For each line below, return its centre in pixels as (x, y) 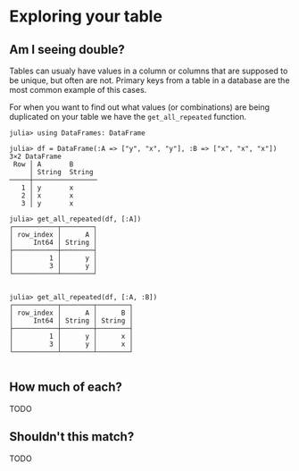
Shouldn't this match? (72, 437)
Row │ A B (43, 164)
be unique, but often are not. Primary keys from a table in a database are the (149, 80)
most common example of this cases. (78, 90)
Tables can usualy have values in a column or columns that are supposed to (149, 71)
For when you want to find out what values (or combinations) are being (140, 107)
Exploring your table (86, 17)
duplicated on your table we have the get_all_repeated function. (128, 117)
